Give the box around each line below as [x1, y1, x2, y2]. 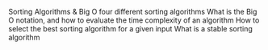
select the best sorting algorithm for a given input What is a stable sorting [8, 24, 253, 33]
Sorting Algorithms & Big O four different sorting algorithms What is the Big [8, 7, 258, 16]
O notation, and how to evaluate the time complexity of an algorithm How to [8, 15, 260, 25]
